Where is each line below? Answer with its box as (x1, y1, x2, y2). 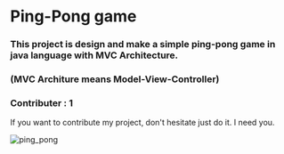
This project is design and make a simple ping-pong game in (10, 38, 276, 51)
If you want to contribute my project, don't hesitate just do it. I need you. (10, 118, 275, 128)
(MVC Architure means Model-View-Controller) (10, 73, 220, 85)
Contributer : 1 (10, 96, 74, 109)
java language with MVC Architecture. (10, 49, 179, 61)
